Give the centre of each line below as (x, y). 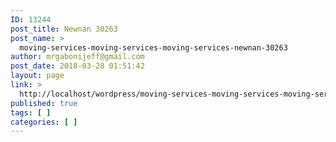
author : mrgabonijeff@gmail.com (77, 57)
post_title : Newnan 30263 (64, 29)
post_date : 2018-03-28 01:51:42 (77, 66)
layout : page (37, 76)
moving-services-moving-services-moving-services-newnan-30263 (153, 47)
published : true (44, 103)
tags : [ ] (31, 112)
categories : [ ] (44, 122)
